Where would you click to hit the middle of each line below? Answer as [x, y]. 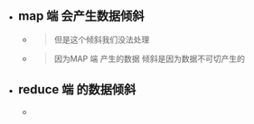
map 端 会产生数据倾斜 [81, 16]
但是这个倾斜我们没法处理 [102, 40]
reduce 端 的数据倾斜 [77, 89]
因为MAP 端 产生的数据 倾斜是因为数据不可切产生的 [150, 58]
